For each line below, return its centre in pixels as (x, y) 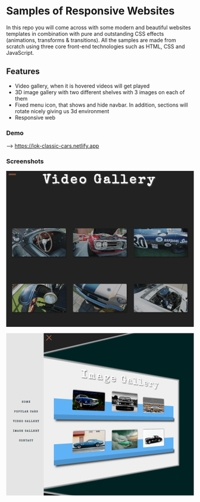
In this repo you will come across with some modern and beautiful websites (99, 27)
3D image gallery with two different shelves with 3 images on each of (100, 92)
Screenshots (25, 161)
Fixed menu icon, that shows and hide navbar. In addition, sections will (101, 105)
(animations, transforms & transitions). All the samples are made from (91, 40)
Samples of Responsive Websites (90, 11)
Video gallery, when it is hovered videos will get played (82, 86)
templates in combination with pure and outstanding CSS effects (85, 33)
